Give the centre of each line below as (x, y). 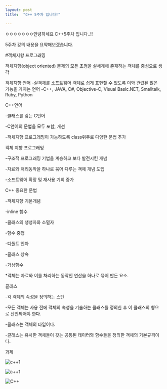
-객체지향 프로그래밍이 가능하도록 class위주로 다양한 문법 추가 (66, 137)
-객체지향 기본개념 (23, 201)
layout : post (19, 10)
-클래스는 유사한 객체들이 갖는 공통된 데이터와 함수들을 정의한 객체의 (72, 335)
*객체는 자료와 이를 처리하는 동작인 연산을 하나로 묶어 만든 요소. (67, 275)
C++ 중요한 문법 (21, 190)
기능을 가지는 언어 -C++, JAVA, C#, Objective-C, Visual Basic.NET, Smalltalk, (83, 89)
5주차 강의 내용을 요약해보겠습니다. (39, 44)
